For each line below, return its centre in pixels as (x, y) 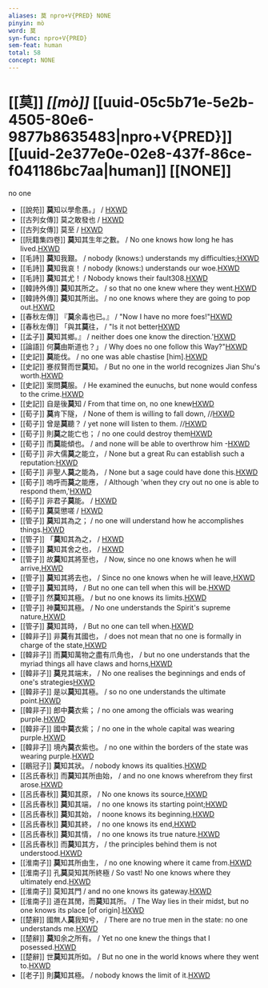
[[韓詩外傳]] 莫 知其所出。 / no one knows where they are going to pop (135, 298)
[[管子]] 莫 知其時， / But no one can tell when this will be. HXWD (125, 587)
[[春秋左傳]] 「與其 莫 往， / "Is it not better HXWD (100, 326)
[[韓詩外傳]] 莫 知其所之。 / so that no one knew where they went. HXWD (138, 288)
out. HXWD (37, 307)
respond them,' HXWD (56, 491)
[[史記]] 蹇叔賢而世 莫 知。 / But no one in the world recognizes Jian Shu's (140, 366)
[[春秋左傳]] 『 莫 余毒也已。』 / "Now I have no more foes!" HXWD (126, 316)
